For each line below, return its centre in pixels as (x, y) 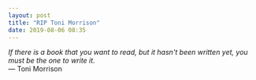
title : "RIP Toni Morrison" (54, 23)
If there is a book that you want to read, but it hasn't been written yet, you (128, 53)
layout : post (30, 15)
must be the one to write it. (52, 60)
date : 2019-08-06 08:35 (47, 30)
